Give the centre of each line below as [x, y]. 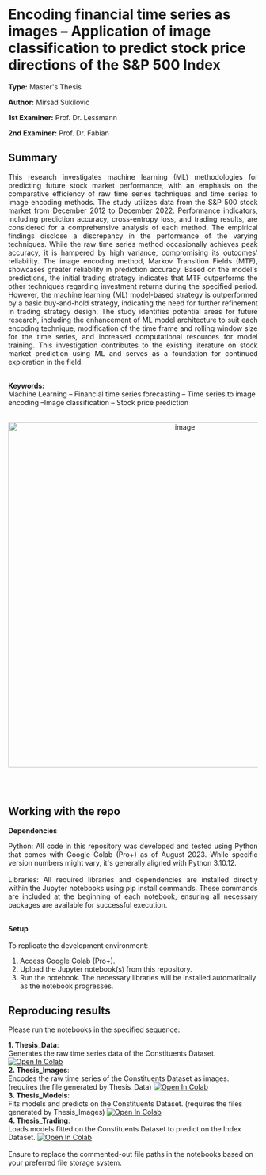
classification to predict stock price [127, 48]
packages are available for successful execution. [88, 904]
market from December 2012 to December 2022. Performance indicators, [133, 210]
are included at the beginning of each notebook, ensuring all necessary [133, 896]
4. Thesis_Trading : [39, 1120]
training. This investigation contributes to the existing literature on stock [133, 345]
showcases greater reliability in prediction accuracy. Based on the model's [133, 269]
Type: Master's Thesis [45, 87]
